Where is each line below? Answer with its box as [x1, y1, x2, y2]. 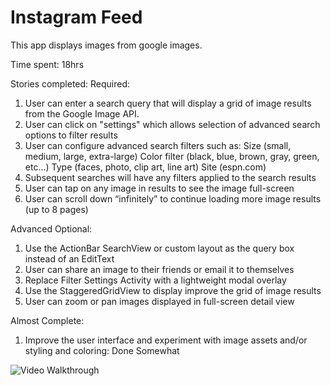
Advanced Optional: [10, 222, 93, 235]
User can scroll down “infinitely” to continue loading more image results [24, 192, 322, 205]
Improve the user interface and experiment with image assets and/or [24, 334, 308, 346]
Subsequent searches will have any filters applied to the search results [24, 171, 317, 183]
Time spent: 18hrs [10, 58, 85, 70]
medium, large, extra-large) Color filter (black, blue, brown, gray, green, [24, 150, 320, 162]
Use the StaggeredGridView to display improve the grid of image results [24, 284, 322, 296]
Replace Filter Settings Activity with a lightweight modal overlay [24, 274, 287, 286]
